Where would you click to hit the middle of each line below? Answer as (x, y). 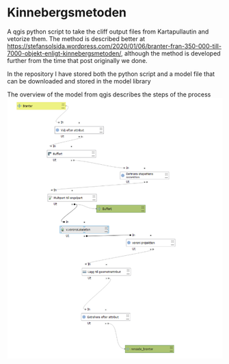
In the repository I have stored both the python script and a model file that (111, 74)
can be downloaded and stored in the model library (79, 81)
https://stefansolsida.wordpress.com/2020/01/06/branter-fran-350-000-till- (114, 46)
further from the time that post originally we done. (78, 60)
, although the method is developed (171, 53)
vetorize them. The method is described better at (76, 38)
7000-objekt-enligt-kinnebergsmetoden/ (64, 53)
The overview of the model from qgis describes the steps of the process (109, 94)
